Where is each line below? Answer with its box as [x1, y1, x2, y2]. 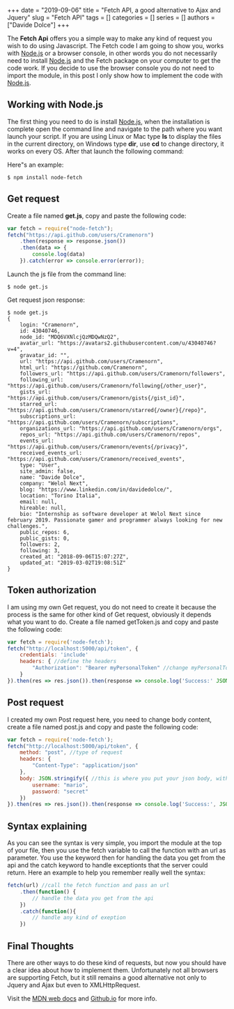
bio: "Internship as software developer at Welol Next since [19, 510, 201, 517]
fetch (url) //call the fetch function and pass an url [7, 882, 170, 889]
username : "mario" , [32, 781, 89, 789]
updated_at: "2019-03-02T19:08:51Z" [19, 559, 127, 566]
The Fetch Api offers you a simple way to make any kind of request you [7, 34, 212, 43]
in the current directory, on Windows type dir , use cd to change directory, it [7, 139, 224, 148]
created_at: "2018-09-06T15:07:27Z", [19, 553, 130, 560]
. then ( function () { [19, 888, 77, 895]
